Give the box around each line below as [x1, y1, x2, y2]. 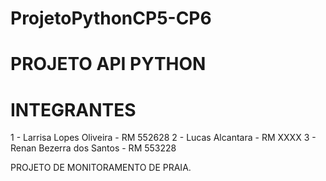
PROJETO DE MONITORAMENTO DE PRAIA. [10, 162, 192, 174]
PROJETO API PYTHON [10, 53, 207, 76]
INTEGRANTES [10, 98, 137, 121]
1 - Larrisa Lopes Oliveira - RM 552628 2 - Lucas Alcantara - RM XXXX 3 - [10, 132, 317, 144]
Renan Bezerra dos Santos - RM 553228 [10, 142, 177, 154]
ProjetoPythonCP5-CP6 [10, 7, 212, 30]
